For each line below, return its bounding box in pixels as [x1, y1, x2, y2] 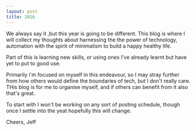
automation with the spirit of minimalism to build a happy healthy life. [6, 42, 172, 49]
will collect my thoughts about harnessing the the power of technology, [6, 36, 178, 43]
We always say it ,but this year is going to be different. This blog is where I [6, 30, 185, 37]
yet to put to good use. [6, 59, 61, 67]
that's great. [6, 90, 36, 97]
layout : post [6, 8, 38, 15]
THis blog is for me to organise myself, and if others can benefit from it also [6, 83, 188, 90]
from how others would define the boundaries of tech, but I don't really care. [6, 77, 191, 84]
